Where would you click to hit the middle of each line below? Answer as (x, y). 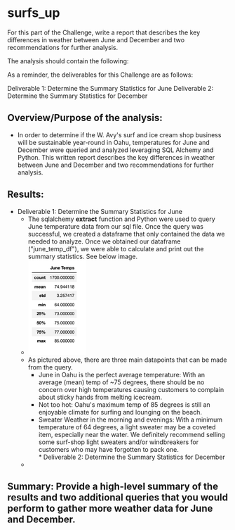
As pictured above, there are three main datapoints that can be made (127, 360)
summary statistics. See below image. (83, 256)
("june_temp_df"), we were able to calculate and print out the (116, 248)
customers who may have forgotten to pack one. (108, 449)
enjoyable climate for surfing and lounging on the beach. (120, 412)
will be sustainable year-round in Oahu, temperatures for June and (114, 142)
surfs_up (34, 13)
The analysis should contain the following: (68, 61)
